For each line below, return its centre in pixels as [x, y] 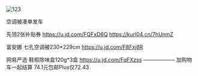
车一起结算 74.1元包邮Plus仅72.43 [48, 67]
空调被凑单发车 [25, 22]
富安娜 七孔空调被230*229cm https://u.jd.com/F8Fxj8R [75, 47]
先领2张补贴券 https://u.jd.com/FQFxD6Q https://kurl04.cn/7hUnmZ [90, 34]
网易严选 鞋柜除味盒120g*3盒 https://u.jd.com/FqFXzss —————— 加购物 [99, 60]
